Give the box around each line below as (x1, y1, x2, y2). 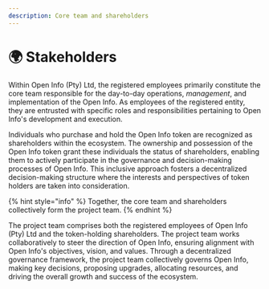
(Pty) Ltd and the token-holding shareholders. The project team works (8, 229, 240, 238)
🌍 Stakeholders (8, 47, 117, 66)
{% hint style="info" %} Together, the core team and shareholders (8, 196, 227, 206)
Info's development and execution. (8, 114, 123, 124)
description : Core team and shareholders (8, 11, 149, 20)
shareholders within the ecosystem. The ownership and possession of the (8, 138, 253, 148)
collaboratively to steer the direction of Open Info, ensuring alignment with (8, 238, 255, 247)
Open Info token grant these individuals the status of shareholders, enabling (8, 146, 259, 157)
